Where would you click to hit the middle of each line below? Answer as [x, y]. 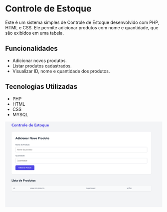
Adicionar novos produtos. [40, 61]
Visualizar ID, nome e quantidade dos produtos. [61, 71]
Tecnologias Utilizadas [41, 87]
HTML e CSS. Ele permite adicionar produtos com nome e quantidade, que [82, 27]
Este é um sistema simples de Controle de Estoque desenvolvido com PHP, [82, 22]
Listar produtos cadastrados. [42, 66]
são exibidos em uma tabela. [34, 33]
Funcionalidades [32, 48]
